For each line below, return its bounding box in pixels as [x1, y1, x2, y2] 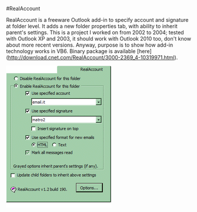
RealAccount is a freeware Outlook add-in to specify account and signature [6, 16, 189, 23]
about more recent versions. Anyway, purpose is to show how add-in [6, 41, 173, 48]
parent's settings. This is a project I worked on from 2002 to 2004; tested [6, 29, 184, 36]
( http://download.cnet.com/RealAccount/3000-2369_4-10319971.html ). [6, 54, 178, 61]
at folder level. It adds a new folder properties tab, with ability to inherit [6, 23, 178, 29]
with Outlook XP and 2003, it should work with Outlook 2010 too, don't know [6, 35, 191, 42]
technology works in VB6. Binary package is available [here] [6, 48, 152, 55]
